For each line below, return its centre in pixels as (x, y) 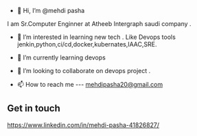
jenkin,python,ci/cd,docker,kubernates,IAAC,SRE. (87, 44)
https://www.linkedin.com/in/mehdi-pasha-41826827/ (83, 125)
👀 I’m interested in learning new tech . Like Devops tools (96, 37)
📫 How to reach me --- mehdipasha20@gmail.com (90, 84)
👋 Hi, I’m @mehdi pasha (51, 11)
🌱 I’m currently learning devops (61, 57)
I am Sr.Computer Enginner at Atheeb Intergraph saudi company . (99, 24)
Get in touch (34, 108)
